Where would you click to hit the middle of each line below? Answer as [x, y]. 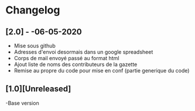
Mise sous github [35, 46]
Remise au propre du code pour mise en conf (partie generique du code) [102, 70]
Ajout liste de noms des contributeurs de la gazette [76, 64]
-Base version [22, 103]
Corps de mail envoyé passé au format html [66, 58]
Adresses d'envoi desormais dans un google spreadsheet [83, 52]
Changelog [33, 10]
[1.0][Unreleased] [38, 89]
